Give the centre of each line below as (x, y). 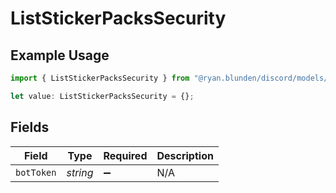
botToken (36, 172)
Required (125, 155)
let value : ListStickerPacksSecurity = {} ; (102, 96)
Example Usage (60, 55)
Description (185, 155)
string (80, 172)
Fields (30, 127)
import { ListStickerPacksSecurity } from (100, 78)
